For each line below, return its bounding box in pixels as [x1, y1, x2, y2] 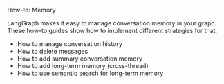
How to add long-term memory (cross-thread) [17, 62, 149, 70]
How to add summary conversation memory [17, 54, 143, 63]
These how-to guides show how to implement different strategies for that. [7, 27, 218, 34]
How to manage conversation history [17, 40, 123, 48]
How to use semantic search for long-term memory [17, 69, 164, 77]
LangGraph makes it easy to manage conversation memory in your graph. [7, 19, 217, 27]
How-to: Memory [7, 6, 57, 14]
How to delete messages [17, 48, 88, 55]
